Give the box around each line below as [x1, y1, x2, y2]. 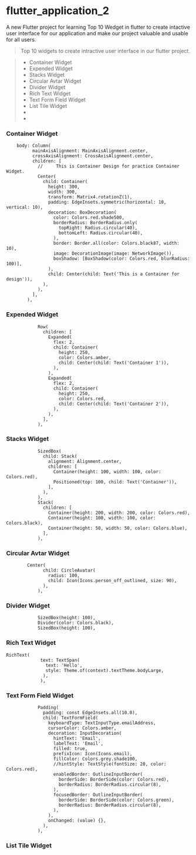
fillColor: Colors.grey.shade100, [53, 756, 138, 762]
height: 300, [48, 184, 80, 190]
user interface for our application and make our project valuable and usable [6, 29, 189, 36]
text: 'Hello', [45, 662, 83, 668]
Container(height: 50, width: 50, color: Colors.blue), [48, 525, 188, 531]
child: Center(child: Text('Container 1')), [58, 360, 169, 366]
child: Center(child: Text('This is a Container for [48, 271, 180, 277]
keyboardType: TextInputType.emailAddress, [48, 720, 157, 726]
